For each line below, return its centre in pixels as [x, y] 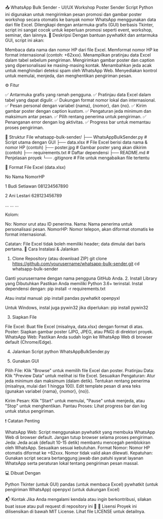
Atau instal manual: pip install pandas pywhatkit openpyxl [63, 298]
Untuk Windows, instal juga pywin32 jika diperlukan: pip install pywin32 [77, 308]
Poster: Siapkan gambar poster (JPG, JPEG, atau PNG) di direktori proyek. [79, 332]
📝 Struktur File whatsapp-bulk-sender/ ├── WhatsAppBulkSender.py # [76, 137]
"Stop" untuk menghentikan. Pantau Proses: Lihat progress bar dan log [76, 406]
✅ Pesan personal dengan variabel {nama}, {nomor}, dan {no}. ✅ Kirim [76, 105]
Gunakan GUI [26, 361]
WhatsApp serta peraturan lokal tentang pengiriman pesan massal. [72, 463]
